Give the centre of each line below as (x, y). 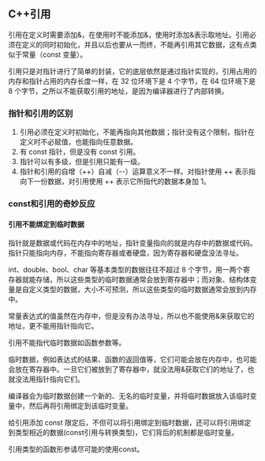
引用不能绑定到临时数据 (46, 224)
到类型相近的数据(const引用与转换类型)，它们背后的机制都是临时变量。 (123, 433)
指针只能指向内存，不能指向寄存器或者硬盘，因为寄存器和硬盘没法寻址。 (125, 253)
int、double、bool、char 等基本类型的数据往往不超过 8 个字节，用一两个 (126, 270)
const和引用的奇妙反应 (52, 204)
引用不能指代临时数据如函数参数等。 (67, 343)
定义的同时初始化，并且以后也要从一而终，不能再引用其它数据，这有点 (136, 44)
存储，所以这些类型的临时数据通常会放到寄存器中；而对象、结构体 (142, 279)
